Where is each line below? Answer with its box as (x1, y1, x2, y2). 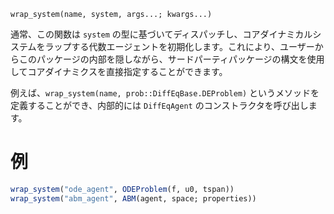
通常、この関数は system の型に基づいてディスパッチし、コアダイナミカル (10, 28, 313, 40)
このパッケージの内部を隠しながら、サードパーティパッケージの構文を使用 (18, 53, 325, 65)
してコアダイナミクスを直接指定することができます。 (10, 66, 228, 77)
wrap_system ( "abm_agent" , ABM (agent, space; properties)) (10, 193, 257, 204)
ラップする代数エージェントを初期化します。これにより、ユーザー (44, 41, 315, 52)
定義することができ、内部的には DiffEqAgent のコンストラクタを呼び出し (10, 100, 309, 111)
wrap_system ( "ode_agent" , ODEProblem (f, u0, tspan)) (10, 184, 235, 194)
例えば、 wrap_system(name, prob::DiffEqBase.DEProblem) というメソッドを (10, 87, 320, 99)
